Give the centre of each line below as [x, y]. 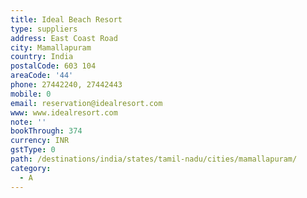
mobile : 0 [31, 94]
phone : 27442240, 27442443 [66, 85]
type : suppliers [44, 29]
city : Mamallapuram [51, 47]
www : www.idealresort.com [64, 112]
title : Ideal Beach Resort [66, 19]
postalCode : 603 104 [53, 66]
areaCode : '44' [42, 76]
